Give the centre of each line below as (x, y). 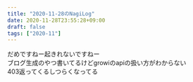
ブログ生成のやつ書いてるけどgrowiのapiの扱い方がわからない (97, 63)
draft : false (26, 27)
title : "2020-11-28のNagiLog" (51, 14)
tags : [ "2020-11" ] (34, 33)
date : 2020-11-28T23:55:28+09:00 (56, 20)
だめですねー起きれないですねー (54, 54)
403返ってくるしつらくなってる (53, 71)
